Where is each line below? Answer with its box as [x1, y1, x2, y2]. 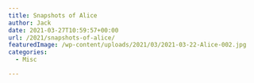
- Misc [15, 56, 37, 64]
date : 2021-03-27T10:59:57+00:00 [8, 26, 119, 34]
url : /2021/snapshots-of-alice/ [8, 33, 115, 42]
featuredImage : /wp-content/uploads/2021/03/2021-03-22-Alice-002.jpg [8, 41, 247, 49]
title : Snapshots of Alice [8, 11, 98, 20]
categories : [8, 48, 48, 56]
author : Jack [8, 19, 52, 27]
